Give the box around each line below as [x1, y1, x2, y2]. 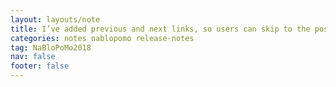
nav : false [10, 52, 56, 62]
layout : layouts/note [10, 14, 101, 25]
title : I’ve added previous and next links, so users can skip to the [10, 24, 311, 34]
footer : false [10, 61, 70, 71]
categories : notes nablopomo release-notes [10, 33, 195, 43]
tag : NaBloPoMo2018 [10, 42, 92, 53]
